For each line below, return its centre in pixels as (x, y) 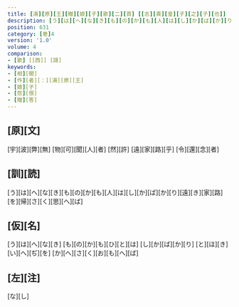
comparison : (25, 54)
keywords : (22, 67)
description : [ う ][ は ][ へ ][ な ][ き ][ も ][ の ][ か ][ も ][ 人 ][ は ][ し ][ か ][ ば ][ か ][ (117, 21)
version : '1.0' (30, 41)
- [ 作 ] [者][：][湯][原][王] (46, 80)
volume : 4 (22, 47)
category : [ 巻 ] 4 (31, 34)
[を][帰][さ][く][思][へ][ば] (45, 201)
